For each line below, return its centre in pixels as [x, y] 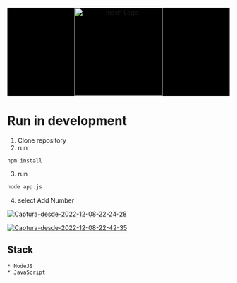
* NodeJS [20, 266]
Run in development [67, 121]
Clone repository [42, 140]
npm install [25, 161]
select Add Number [46, 200]
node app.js [25, 187]
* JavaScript [26, 272]
